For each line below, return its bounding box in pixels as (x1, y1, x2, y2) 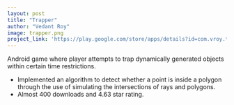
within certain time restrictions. (7, 62, 96, 70)
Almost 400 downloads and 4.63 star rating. (17, 90, 144, 99)
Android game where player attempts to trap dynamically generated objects (7, 55, 224, 63)
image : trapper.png (7, 29, 64, 37)
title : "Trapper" (7, 17, 58, 23)
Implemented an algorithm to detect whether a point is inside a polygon (17, 75, 222, 84)
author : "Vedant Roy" (7, 23, 70, 30)
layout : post (7, 10, 45, 17)
